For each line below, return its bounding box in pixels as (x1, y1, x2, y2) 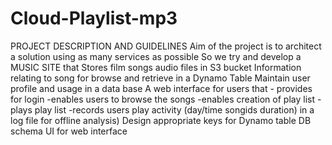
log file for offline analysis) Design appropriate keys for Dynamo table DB (10, 114, 312, 126)
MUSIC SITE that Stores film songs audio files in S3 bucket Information (10, 61, 302, 73)
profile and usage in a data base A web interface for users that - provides (10, 82, 313, 94)
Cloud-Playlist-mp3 (10, 7, 178, 30)
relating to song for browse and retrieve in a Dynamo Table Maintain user (10, 72, 311, 84)
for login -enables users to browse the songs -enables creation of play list (10, 93, 316, 105)
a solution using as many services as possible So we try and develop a (10, 50, 302, 62)
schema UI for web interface (10, 125, 128, 137)
